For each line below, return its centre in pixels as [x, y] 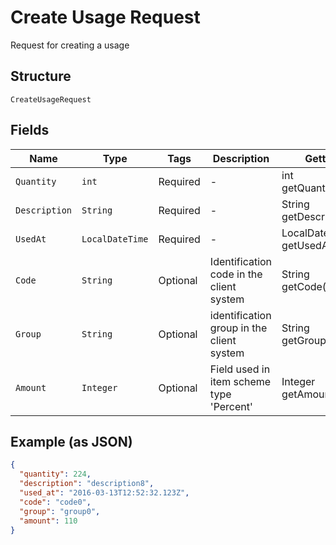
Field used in [240, 369]
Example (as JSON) [71, 441]
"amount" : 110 [48, 521]
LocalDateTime [115, 239]
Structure [41, 76]
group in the [238, 328]
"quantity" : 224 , [55, 474]
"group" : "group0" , [60, 511]
